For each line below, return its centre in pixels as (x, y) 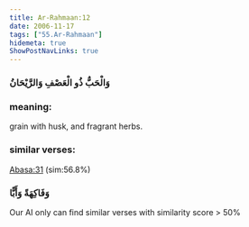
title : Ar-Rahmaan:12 (50, 18)
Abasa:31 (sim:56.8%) (50, 169)
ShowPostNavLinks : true (54, 51)
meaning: (31, 106)
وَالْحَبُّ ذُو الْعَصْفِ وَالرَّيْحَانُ (60, 83)
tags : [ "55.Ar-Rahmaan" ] (56, 34)
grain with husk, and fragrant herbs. (76, 126)
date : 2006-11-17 (42, 26)
